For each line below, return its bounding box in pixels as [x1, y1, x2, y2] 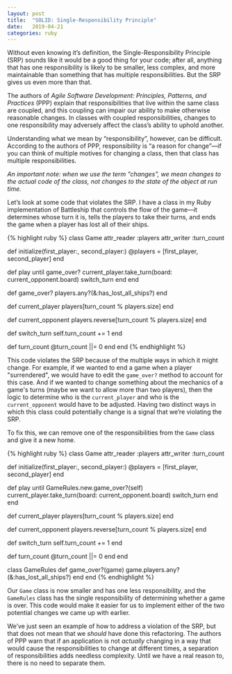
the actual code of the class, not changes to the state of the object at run [7, 178, 217, 186]
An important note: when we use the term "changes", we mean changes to [7, 170, 222, 178]
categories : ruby [7, 29, 58, 37]
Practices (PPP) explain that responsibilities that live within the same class [7, 99, 219, 108]
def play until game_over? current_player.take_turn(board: [7, 268, 172, 276]
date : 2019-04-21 [7, 23, 64, 30]
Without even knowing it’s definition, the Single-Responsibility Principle [7, 49, 210, 57]
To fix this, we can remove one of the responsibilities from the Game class [7, 428, 215, 437]
